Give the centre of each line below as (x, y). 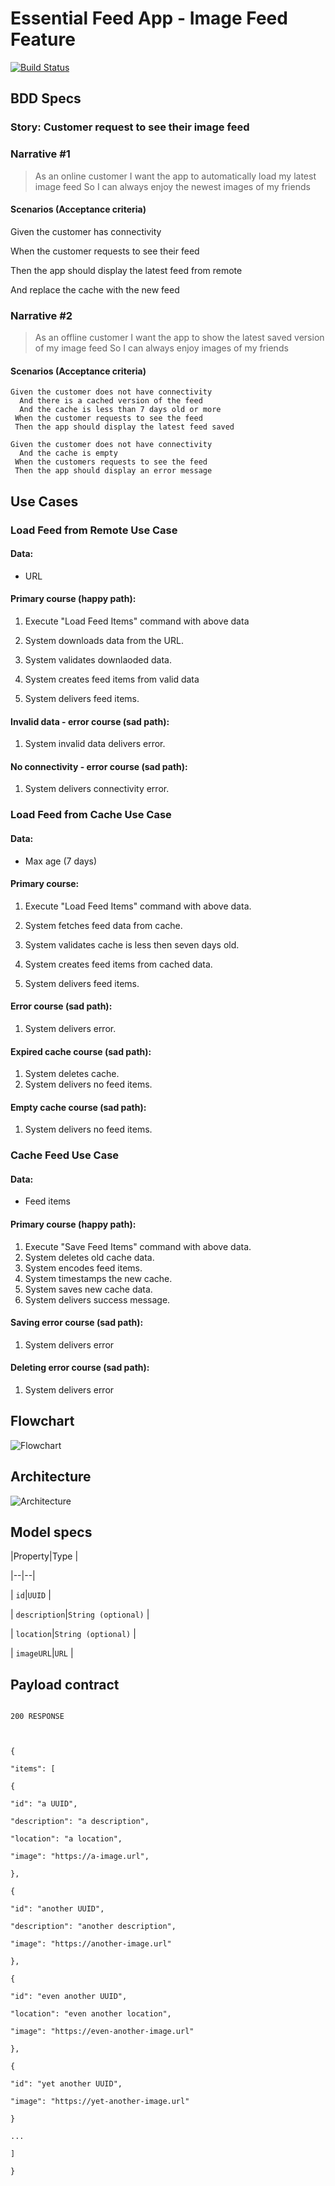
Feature (43, 39)
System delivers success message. (97, 1299)
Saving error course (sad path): (77, 1323)
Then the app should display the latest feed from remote (126, 270)
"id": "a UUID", (44, 1804)
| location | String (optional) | (73, 1634)
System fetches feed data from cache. (103, 925)
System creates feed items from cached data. (118, 964)
